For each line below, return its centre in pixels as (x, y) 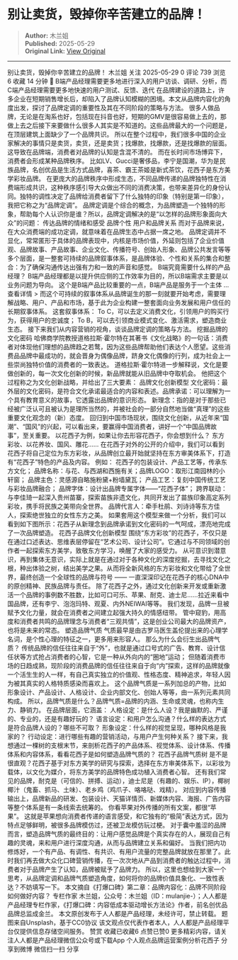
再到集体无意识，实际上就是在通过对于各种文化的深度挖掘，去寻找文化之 (125, 559)
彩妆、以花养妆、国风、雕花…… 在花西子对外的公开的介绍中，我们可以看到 (116, 444)
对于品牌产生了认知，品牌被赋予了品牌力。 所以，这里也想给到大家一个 (123, 869)
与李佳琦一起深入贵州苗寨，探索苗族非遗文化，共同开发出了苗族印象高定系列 (119, 497)
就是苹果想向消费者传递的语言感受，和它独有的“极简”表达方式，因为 (130, 816)
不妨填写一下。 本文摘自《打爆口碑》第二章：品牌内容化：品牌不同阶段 (123, 887)
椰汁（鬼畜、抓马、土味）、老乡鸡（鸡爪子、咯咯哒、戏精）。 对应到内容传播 (117, 789)
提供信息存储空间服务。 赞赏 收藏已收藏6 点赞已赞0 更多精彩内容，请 (120, 931)
